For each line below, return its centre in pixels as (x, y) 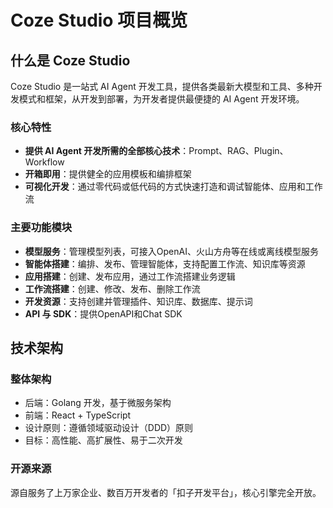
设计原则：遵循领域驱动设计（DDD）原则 (109, 428)
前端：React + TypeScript (78, 415)
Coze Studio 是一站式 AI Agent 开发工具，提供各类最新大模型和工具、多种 (162, 86)
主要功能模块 (41, 228)
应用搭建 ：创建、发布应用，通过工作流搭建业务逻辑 (130, 276)
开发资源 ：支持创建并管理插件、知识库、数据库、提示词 (138, 301)
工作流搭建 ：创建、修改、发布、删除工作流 (112, 288)
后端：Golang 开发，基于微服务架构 (98, 403)
